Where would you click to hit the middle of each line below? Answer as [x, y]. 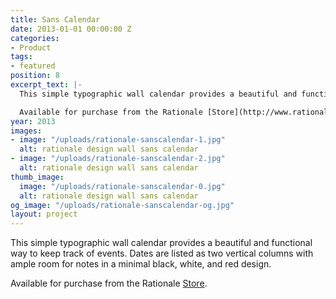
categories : [35, 38]
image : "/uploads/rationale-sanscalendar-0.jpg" [122, 186]
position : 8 [35, 76]
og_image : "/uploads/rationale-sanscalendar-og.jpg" [122, 205]
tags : [21, 57]
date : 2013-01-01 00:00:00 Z [71, 29]
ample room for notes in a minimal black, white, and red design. [141, 264]
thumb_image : [37, 177]
